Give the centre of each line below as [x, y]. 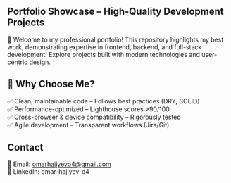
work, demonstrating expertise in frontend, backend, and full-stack [105, 47]
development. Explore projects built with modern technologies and [104, 54]
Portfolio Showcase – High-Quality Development [115, 12]
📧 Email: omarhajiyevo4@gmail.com [59, 164]
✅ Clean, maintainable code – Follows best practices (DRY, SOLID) [104, 101]
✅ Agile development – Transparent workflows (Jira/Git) [88, 125]
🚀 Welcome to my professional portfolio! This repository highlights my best [115, 39]
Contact [25, 147]
